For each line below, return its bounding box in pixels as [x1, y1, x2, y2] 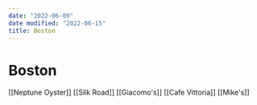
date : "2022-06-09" [8, 11, 74, 20]
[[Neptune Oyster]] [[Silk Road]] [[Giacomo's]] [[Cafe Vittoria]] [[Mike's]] [8, 87, 250, 97]
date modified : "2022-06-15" [8, 19, 106, 27]
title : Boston [8, 26, 56, 34]
